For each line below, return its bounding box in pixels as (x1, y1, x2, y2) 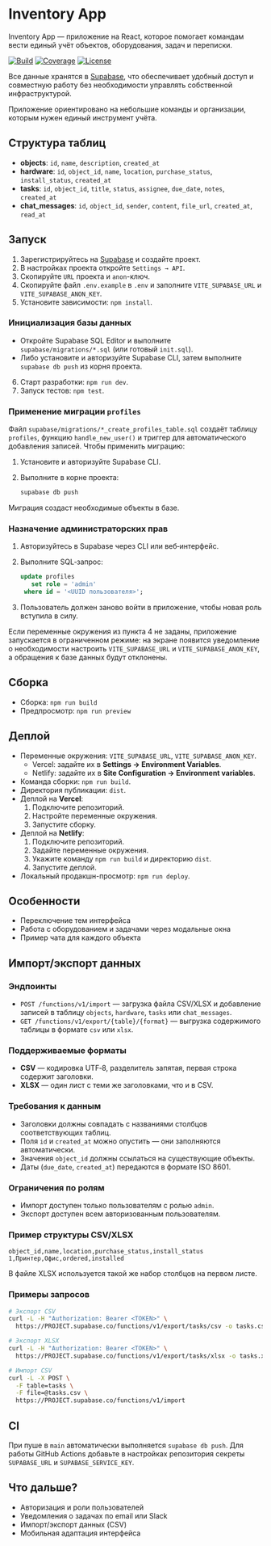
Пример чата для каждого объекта (19, 933, 141, 942)
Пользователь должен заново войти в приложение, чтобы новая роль (19, 602, 262, 612)
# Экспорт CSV (8, 1307, 56, 1316)
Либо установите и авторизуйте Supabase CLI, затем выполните (19, 352, 242, 362)
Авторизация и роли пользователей (19, 1502, 144, 1512)
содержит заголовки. (19, 1072, 94, 1081)
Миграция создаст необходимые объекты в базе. (8, 503, 180, 513)
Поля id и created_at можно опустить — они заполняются (19, 1136, 221, 1146)
